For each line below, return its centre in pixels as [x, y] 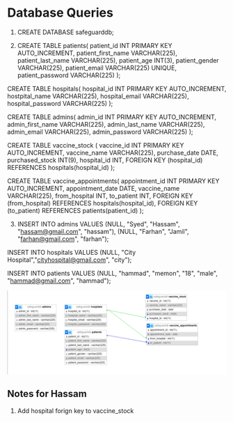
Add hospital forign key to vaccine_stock [75, 411]
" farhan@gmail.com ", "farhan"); [63, 239]
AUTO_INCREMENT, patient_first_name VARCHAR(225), [97, 53]
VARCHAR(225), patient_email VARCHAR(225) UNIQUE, [97, 68]
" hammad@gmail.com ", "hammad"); [59, 281]
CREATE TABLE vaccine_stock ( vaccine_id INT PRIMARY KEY [96, 145]
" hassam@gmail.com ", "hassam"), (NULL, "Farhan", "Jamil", [103, 231]
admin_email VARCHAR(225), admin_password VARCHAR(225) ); [100, 132]
